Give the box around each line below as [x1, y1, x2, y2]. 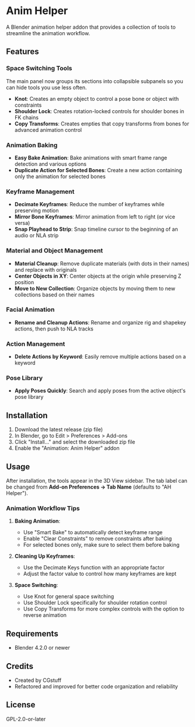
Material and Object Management [6, 247, 103, 255]
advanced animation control [14, 126, 82, 133]
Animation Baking [6, 141, 58, 149]
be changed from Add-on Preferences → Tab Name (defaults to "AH [6, 483, 172, 490]
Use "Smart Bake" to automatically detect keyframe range [23, 529, 163, 536]
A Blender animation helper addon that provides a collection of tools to [6, 23, 176, 30]
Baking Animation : [14, 517, 61, 525]
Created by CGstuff [14, 677, 62, 684]
